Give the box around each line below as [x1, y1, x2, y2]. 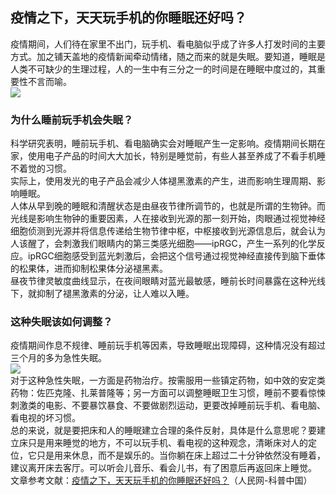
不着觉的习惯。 [10, 163, 72, 175]
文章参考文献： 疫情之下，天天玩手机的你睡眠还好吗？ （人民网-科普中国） [10, 474, 313, 487]
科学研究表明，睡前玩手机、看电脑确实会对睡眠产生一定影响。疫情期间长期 [10, 138, 317, 150]
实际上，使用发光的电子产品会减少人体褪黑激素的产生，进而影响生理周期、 [10, 175, 317, 187]
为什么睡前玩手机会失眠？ [10, 113, 134, 127]
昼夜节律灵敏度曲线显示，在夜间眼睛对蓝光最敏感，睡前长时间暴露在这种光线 [10, 275, 326, 287]
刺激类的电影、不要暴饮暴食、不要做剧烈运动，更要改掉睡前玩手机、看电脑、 [10, 399, 326, 412]
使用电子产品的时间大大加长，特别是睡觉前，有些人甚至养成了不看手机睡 [27, 150, 326, 162]
